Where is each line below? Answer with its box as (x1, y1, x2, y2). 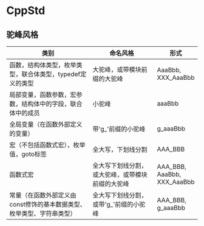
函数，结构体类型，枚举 (9, 61, 77, 69)
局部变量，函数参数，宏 (9, 91, 77, 99)
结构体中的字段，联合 (21, 100, 83, 108)
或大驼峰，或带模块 (92, 171, 148, 178)
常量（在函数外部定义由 (9, 191, 77, 199)
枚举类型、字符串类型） (9, 210, 77, 217)
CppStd (6, 4, 46, 18)
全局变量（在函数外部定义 (9, 120, 83, 129)
